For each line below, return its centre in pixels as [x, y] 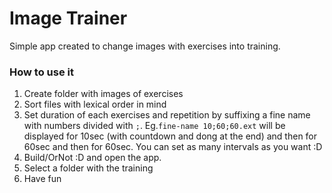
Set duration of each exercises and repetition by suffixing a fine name [167, 115]
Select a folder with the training [88, 168]
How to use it [41, 72]
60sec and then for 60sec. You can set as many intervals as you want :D [173, 147]
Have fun [42, 179]
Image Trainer [68, 18]
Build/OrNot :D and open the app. [92, 158]
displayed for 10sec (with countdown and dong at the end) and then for [170, 136]
